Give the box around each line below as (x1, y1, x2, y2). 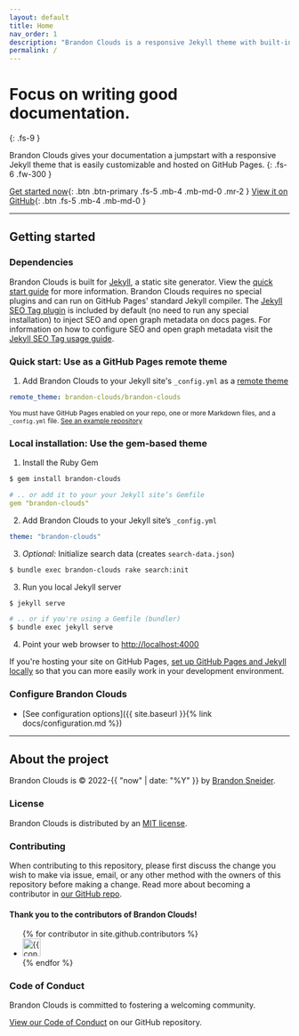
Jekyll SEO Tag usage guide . (9, 333, 115, 343)
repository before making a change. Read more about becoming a (9, 879, 251, 889)
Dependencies (9, 256, 74, 269)
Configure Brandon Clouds (9, 688, 127, 701)
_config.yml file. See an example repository (9, 416, 142, 425)
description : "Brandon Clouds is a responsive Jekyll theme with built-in (9, 37, 293, 47)
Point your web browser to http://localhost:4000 (21, 639, 199, 650)
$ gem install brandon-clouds (9, 475, 122, 484)
